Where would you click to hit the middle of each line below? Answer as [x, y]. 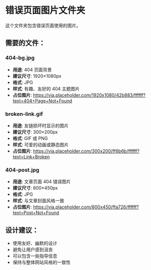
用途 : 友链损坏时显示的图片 [41, 126]
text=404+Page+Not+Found [42, 101]
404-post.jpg [22, 170]
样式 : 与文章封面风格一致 [38, 201]
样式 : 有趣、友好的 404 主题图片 [46, 88]
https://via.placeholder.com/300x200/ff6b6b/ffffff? [86, 151]
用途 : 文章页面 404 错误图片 [42, 182]
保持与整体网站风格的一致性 [42, 262]
